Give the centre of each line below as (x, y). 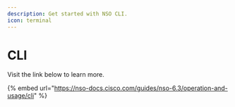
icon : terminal (30, 20)
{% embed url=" (31, 88)
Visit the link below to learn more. (56, 75)
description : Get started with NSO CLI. (68, 14)
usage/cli (21, 96)
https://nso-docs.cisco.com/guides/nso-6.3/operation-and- (141, 88)
